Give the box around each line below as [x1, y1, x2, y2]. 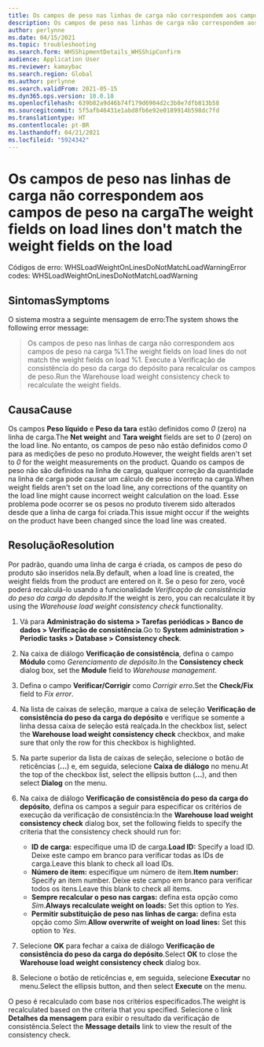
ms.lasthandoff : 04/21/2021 [8, 128, 101, 136]
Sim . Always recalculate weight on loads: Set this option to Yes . [31, 901, 240, 910]
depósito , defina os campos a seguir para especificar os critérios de [19, 801, 242, 811]
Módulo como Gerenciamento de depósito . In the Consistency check [19, 657, 244, 666]
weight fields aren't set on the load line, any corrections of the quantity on [8, 483, 247, 492]
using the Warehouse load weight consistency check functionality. [8, 601, 224, 611]
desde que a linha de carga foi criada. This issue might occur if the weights [8, 508, 250, 517]
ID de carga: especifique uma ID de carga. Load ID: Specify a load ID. [31, 842, 255, 851]
